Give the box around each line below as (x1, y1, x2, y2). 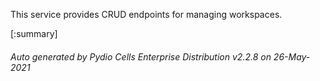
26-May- (273, 50, 311, 63)
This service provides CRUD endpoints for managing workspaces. (10, 9, 283, 20)
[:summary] (10, 28, 58, 39)
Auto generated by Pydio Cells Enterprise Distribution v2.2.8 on (10, 50, 272, 63)
